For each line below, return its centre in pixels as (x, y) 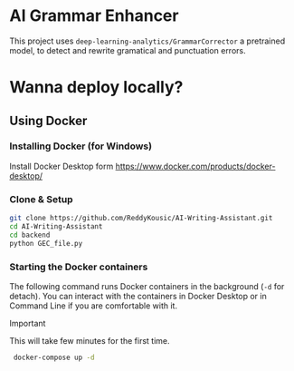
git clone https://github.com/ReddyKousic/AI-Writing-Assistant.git (141, 219)
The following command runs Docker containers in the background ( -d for (147, 286)
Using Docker (48, 120)
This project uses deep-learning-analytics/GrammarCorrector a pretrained (147, 41)
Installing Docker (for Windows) (81, 146)
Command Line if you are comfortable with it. (94, 306)
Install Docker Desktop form (62, 166)
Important (28, 323)
